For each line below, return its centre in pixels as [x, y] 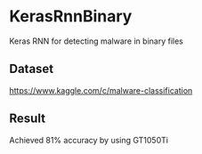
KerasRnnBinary [71, 16]
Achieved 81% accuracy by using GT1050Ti [89, 140]
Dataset [32, 69]
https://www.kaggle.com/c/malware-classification [101, 90]
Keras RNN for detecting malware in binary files [97, 41]
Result [28, 119]
